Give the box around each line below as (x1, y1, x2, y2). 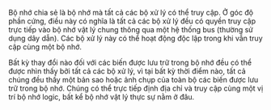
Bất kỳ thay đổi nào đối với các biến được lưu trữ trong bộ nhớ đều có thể (8, 57, 252, 67)
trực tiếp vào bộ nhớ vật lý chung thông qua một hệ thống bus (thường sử (8, 25, 253, 34)
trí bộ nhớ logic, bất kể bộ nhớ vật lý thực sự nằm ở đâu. (8, 92, 195, 101)
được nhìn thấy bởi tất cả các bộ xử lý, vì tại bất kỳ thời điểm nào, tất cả (8, 66, 246, 76)
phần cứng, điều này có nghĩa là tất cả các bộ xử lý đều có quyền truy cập (8, 16, 256, 26)
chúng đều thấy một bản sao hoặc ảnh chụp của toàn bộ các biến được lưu (8, 75, 259, 84)
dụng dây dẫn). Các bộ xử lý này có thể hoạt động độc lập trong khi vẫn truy (8, 33, 263, 43)
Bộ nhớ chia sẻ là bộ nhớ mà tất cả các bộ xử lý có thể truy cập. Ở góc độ (8, 8, 253, 17)
